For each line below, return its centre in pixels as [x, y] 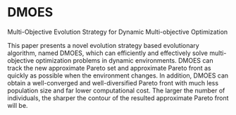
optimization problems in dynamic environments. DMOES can [124, 60]
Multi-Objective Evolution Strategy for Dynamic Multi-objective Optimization [118, 32]
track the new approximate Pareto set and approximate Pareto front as [109, 68]
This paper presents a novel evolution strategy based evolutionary [103, 45]
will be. [18, 105]
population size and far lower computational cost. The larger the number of [116, 90]
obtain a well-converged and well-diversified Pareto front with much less [113, 83]
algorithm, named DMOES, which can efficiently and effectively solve [107, 53]
